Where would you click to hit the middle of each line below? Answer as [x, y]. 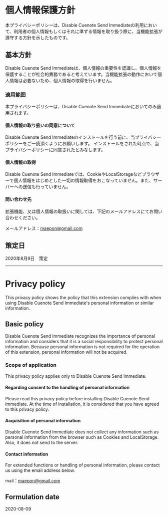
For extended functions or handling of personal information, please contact [82, 465]
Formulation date [32, 497]
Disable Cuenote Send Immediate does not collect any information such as [82, 432]
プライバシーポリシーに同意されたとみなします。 [55, 150]
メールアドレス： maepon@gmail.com [44, 228]
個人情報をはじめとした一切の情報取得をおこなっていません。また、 [84, 180]
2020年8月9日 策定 [27, 259]
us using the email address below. [40, 470]
